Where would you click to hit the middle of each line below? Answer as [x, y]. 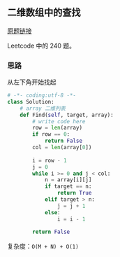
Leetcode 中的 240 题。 [41, 46]
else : [52, 212]
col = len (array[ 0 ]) [62, 148]
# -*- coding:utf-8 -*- [42, 96]
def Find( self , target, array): [67, 115]
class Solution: [31, 102]
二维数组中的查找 [44, 13]
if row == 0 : [51, 134]
